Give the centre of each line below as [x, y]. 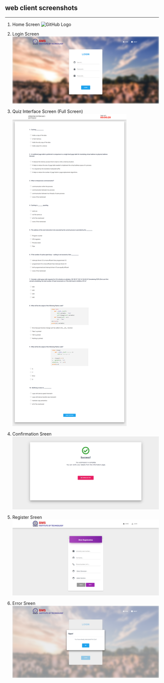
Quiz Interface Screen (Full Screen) [48, 111]
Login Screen [25, 34]
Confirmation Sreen [32, 434]
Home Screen [26, 24]
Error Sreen [24, 603]
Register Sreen [27, 517]
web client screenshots [41, 8]
